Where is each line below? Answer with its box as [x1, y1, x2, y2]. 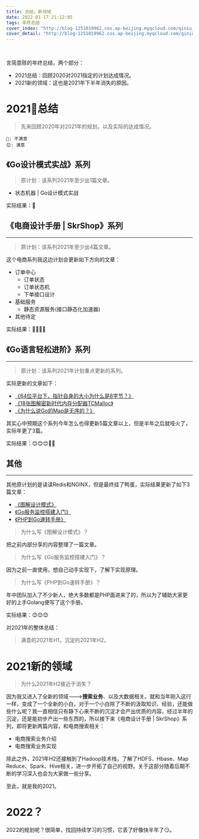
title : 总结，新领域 [6, 8, 52, 15]
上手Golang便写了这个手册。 [16, 599, 86, 606]
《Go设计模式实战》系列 [6, 159, 91, 170]
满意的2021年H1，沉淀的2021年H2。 [20, 637, 110, 644]
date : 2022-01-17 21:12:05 [6, 14, 73, 20]
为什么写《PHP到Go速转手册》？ [20, 579, 101, 586]
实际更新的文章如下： [6, 379, 58, 387]
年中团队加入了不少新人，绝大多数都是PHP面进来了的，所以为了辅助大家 [6, 591, 183, 599]
